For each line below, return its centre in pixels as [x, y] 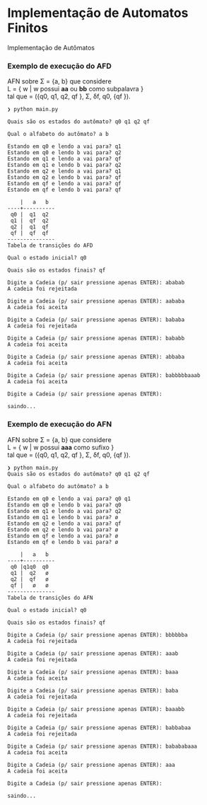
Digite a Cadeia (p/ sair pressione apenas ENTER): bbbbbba [98, 635]
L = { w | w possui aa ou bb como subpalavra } [75, 89]
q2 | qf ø [30, 579]
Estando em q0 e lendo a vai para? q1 [64, 146]
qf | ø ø [30, 585]
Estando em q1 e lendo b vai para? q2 [64, 165]
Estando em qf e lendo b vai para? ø [63, 542]
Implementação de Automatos [98, 13]
